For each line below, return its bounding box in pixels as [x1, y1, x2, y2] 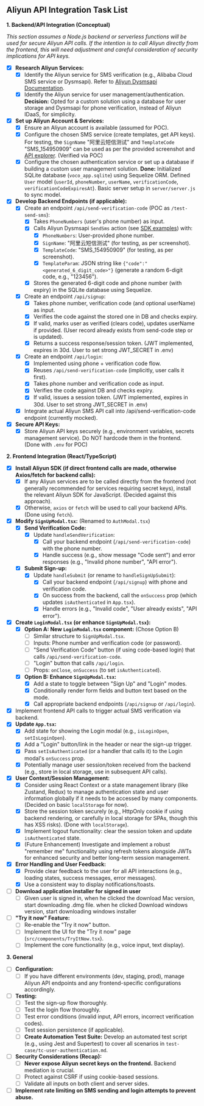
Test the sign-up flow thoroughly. [24, 999, 108, 1006]
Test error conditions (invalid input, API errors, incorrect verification [24, 1013, 194, 1020]
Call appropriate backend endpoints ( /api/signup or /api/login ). [33, 700, 196, 707]
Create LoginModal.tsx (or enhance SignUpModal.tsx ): [15, 619, 151, 626]
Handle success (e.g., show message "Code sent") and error [42, 551, 195, 559]
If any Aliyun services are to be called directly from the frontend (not [24, 478, 197, 485]
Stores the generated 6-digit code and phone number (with [33, 279, 182, 286]
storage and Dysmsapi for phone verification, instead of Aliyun [24, 104, 181, 112]
